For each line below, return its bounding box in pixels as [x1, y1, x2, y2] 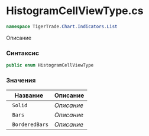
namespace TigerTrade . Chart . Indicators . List [6, 24, 118, 29]
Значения [6, 76, 36, 84]
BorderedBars [12, 121, 49, 128]
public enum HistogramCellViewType [6, 62, 94, 68]
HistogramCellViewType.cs [6, 4, 144, 18]
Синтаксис [6, 49, 40, 57]
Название [14, 91, 43, 99]
